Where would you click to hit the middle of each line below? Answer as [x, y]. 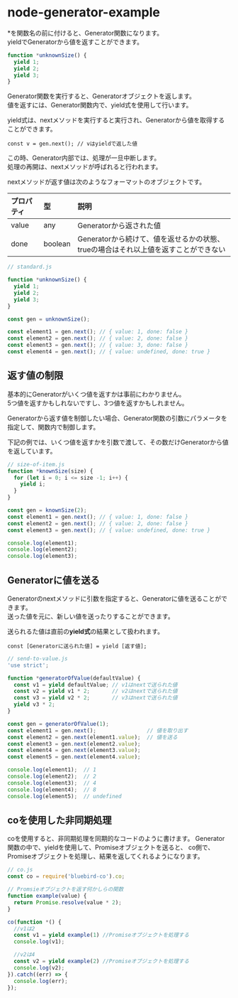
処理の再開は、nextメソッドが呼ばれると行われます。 [85, 167]
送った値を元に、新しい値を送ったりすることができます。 [91, 616]
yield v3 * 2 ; [34, 704]
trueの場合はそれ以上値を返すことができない [152, 249]
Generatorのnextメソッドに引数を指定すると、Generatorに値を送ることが [114, 599]
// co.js [20, 870]
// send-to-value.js [38, 658]
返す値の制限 [35, 376]
